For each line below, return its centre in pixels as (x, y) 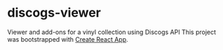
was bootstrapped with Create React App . (68, 39)
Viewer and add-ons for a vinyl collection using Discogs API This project (111, 32)
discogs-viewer (54, 13)
